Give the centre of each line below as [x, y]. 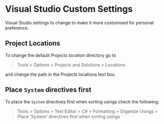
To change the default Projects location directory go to [61, 55]
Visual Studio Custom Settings [69, 9]
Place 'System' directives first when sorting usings [68, 116]
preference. [17, 28]
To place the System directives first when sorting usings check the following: [82, 101]
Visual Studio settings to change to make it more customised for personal [80, 23]
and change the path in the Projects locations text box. [61, 74]
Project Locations [33, 44]
